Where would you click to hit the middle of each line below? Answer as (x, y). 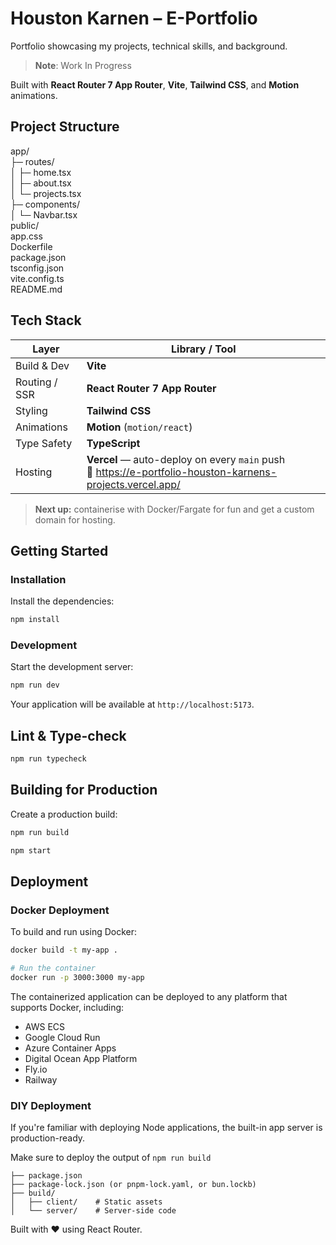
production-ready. (48, 1138)
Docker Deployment (60, 910)
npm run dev (35, 685)
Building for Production (84, 790)
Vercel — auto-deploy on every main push (186, 459)
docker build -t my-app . (64, 950)
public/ (25, 225)
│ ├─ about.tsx (41, 183)
